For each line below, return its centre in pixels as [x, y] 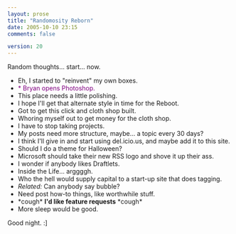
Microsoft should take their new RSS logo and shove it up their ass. [116, 156]
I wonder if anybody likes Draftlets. [69, 164]
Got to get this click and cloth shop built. [77, 111]
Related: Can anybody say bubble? [69, 186]
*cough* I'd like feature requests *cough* [80, 202]
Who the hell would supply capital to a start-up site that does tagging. [120, 179]
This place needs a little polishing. [68, 96]
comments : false [31, 34]
